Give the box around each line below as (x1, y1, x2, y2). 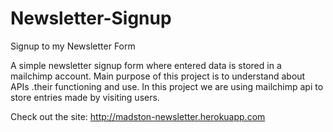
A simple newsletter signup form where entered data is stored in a (10, 59, 282, 71)
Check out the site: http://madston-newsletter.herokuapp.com (10, 110, 266, 122)
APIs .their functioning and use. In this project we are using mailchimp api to (10, 80, 324, 92)
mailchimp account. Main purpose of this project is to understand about (10, 70, 306, 82)
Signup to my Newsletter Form (10, 40, 136, 52)
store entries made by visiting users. (10, 91, 160, 103)
